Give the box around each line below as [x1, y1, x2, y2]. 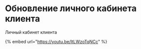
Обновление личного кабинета [5, 3, 137, 14]
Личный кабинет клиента [5, 29, 57, 35]
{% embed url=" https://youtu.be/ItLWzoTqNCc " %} [5, 38, 108, 44]
